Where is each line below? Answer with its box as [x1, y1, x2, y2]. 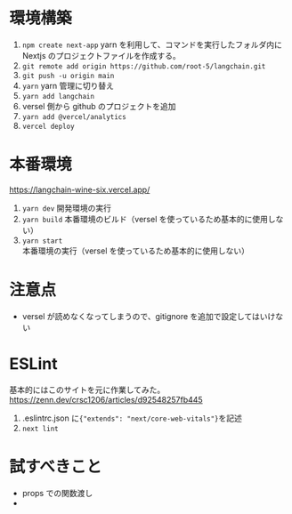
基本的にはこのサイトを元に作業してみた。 [9, 384, 166, 395]
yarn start [21, 237, 63, 245]
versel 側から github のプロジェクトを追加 [21, 100, 176, 111]
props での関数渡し [21, 487, 93, 498]
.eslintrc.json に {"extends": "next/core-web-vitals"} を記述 [21, 413, 243, 423]
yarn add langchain [21, 92, 95, 100]
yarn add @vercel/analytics [21, 112, 126, 121]
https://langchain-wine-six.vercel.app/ [9, 184, 150, 195]
